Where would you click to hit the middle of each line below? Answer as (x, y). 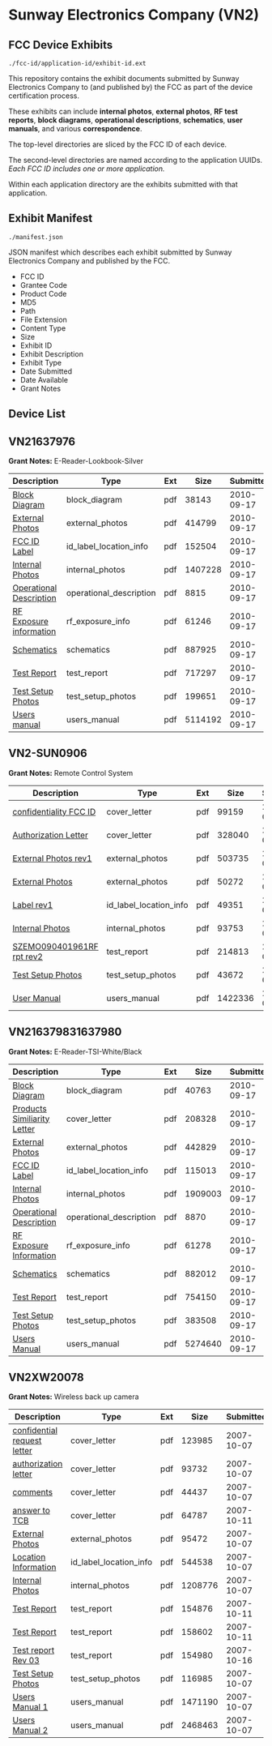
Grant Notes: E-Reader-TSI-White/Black (75, 1051)
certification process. (44, 96)
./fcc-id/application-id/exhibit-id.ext (78, 63)
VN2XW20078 (46, 1378)
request (27, 1440)
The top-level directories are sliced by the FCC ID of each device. (118, 144)
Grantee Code (43, 285)
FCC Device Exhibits (61, 45)
